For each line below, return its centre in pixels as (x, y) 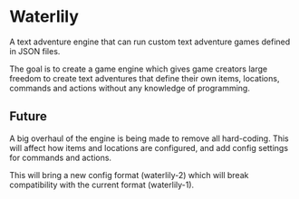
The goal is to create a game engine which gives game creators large (139, 69)
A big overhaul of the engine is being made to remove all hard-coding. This (149, 138)
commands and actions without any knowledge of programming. (130, 88)
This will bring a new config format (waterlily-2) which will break (129, 175)
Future (29, 116)
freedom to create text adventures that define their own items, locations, (145, 78)
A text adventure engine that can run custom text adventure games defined (150, 42)
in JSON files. (35, 51)
